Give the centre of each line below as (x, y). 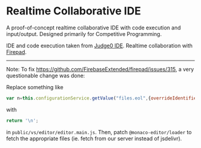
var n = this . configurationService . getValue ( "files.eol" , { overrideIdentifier (103, 98)
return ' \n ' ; (22, 120)
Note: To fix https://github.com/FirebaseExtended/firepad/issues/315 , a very (100, 69)
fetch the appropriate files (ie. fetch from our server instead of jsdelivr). (94, 138)
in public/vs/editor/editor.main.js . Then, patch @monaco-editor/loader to (99, 132)
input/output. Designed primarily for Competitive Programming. (84, 34)
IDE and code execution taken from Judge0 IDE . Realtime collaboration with (100, 46)
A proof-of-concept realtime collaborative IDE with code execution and (94, 28)
